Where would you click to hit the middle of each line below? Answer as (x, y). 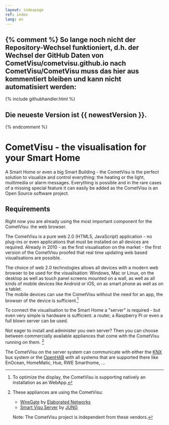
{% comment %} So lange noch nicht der (70, 40)
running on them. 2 (25, 342)
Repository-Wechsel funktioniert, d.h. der (72, 48)
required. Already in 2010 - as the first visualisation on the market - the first (83, 247)
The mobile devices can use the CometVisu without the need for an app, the (84, 294)
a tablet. (14, 289)
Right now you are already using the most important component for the (79, 221)
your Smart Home (43, 158)
